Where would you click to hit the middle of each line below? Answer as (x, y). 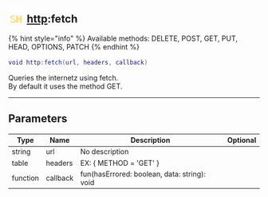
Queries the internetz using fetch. (63, 77)
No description (104, 152)
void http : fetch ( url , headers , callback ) (78, 62)
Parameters (38, 119)
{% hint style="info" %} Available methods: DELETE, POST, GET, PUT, (123, 38)
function (26, 178)
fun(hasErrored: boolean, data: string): (143, 174)
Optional (242, 140)
